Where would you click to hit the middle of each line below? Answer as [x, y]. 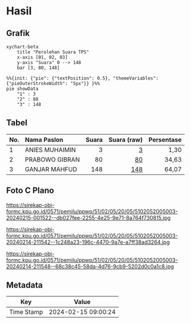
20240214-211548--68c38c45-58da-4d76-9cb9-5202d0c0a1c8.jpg [90, 266]
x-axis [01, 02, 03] [42, 57]
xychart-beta [22, 47]
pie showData [22, 89]
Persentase [165, 140]
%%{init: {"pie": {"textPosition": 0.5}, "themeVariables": [83, 78]
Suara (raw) [126, 140]
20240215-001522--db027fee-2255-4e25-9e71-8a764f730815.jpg [89, 217]
